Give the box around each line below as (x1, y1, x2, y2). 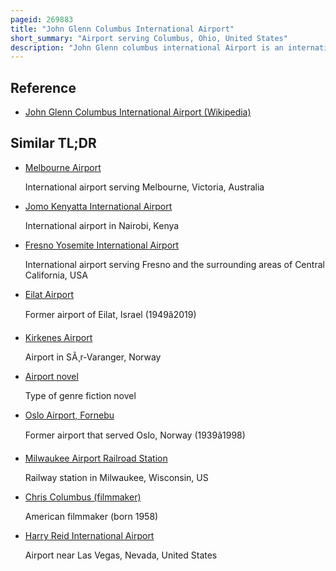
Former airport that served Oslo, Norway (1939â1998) (24, 429, 246, 441)
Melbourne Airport (24, 161, 102, 173)
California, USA (24, 269, 88, 281)
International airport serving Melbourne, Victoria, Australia (24, 181, 265, 193)
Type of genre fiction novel (24, 389, 137, 401)
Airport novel (24, 370, 79, 382)
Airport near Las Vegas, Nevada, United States (24, 549, 218, 561)
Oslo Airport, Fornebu (24, 409, 115, 421)
